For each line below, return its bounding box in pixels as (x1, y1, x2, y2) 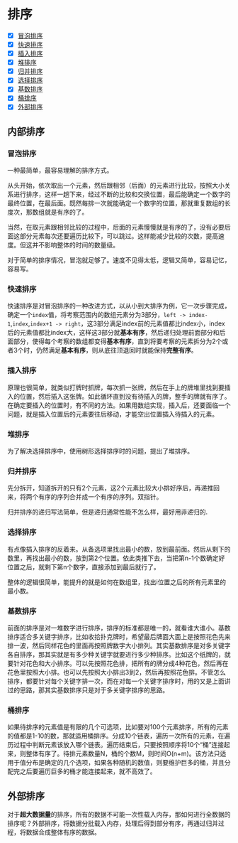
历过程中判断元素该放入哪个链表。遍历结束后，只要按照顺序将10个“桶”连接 (7, 741, 225, 749)
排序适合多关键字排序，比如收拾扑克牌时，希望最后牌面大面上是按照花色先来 (7, 632, 231, 640)
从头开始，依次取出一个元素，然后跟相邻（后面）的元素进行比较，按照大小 (7, 181, 225, 190)
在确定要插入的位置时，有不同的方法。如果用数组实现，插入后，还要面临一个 (7, 401, 231, 409)
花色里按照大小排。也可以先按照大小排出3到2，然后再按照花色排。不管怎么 (7, 667, 227, 676)
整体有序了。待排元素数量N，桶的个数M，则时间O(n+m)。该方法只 (25, 749, 220, 758)
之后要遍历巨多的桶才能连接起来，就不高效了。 (19, 767, 157, 775)
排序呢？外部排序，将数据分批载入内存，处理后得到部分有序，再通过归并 (7, 819, 218, 828)
